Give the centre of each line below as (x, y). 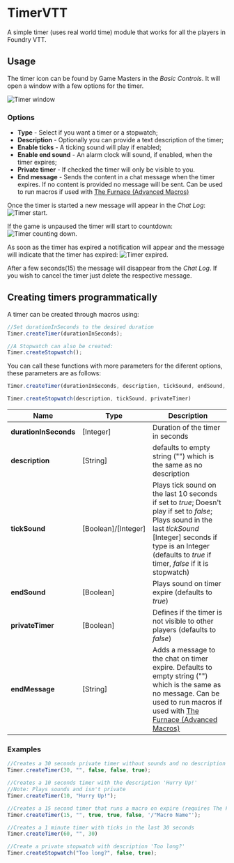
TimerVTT (38, 13)
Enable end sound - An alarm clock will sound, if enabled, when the (115, 155)
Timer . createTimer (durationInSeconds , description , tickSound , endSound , (117, 386)
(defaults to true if (182, 555)
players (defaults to (184, 630)
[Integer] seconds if (185, 537)
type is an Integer (181, 546)
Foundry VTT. (27, 39)
